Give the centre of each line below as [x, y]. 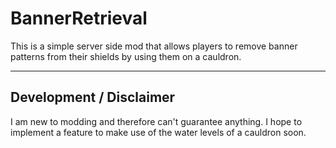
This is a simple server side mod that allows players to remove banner [154, 46]
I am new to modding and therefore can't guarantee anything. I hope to [156, 121]
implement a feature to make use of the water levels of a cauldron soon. [158, 132]
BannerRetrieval [79, 18]
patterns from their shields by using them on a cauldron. [126, 56]
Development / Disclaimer [93, 97]
